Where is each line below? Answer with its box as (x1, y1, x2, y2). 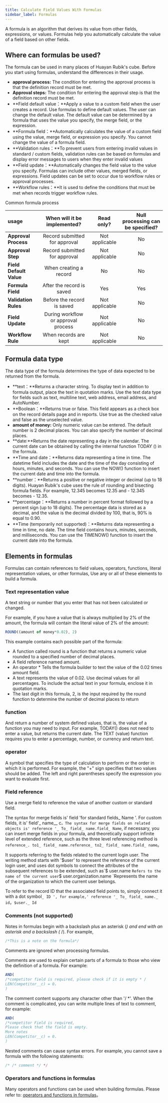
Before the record (43, 296, 85, 303)
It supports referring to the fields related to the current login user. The (5, 852, 149, 858)
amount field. (12, 670, 40, 676)
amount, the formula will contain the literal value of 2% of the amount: (5, 620, 149, 626)
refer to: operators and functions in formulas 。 (5, 1092, 101, 1098)
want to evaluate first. (5, 776, 50, 782)
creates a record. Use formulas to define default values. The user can (12, 107, 156, 113)
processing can (122, 218, 160, 225)
